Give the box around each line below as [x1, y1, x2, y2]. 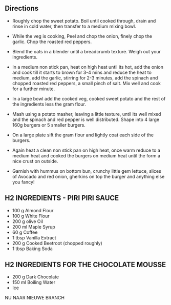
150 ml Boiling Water [12, 279, 56, 286]
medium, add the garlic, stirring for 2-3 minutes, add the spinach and [12, 74, 158, 81]
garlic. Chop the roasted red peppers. [12, 38, 92, 45]
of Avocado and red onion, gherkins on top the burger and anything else [12, 173, 165, 179]
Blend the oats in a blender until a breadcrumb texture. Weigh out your [12, 48, 161, 54]
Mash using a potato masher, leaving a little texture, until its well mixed [12, 111, 161, 117]
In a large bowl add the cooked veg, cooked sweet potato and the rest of [12, 95, 166, 101]
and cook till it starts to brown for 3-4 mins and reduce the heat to [12, 69, 152, 75]
